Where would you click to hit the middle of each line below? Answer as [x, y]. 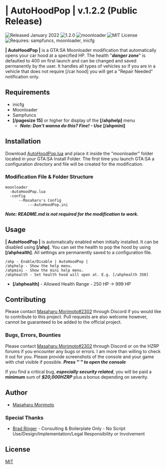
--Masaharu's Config [40, 200]
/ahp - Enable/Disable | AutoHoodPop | [47, 261]
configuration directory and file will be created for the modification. [74, 164]
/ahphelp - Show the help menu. [39, 266]
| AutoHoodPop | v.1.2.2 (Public [71, 11]
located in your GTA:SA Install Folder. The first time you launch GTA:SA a [80, 159]
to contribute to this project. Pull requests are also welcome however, [76, 317]
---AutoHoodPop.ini [48, 205]
